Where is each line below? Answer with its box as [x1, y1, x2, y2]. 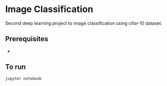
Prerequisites [5, 35, 48, 43]
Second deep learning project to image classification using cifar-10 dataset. [5, 20, 162, 26]
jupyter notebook [5, 76, 42, 81]
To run [5, 63, 26, 71]
